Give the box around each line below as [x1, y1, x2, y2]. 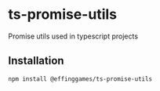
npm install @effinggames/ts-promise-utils [8, 75, 153, 83]
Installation [8, 54, 64, 67]
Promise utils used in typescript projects [8, 31, 139, 41]
